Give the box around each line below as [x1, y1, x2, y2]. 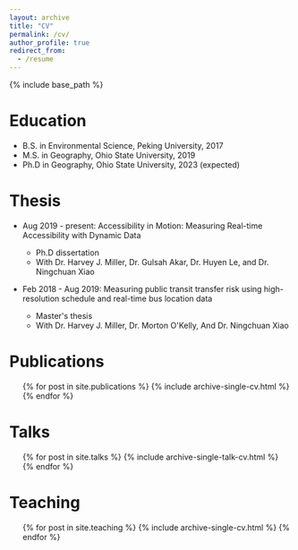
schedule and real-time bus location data [61, 293, 213, 304]
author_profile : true [9, 38, 90, 47]
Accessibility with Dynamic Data [21, 229, 141, 240]
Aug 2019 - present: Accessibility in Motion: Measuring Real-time [21, 220, 263, 231]
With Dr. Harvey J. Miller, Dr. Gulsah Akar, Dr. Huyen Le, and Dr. [35, 256, 269, 267]
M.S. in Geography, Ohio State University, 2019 [21, 150, 196, 160]
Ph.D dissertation [35, 247, 100, 258]
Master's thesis [35, 310, 93, 321]
